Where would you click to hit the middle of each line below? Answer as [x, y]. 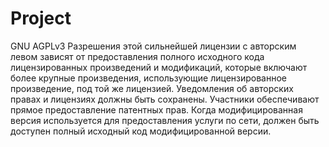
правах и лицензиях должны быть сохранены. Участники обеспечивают [165, 99]
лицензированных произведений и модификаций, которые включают [159, 67]
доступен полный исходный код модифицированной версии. [141, 131]
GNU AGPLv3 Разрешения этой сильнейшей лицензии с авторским [153, 46]
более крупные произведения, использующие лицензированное [149, 78]
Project [41, 18]
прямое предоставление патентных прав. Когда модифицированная [156, 109]
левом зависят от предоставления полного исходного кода [137, 56]
